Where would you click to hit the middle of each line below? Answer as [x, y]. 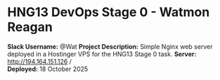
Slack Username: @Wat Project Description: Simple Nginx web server [110, 46]
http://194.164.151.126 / [40, 61]
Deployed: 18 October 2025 [48, 69]
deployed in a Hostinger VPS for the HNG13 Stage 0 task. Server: [102, 54]
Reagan [30, 27]
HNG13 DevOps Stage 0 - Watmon [109, 12]
